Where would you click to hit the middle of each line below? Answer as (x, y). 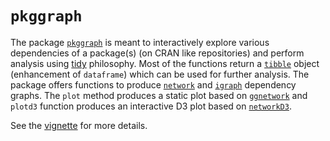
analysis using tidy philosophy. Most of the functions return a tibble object (165, 63)
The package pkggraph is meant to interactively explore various (140, 42)
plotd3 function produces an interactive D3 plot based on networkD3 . (151, 106)
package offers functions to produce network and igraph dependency (153, 84)
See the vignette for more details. (79, 125)
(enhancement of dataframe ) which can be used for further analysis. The (160, 74)
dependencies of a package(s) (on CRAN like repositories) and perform (157, 53)
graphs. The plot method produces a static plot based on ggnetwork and (159, 95)
